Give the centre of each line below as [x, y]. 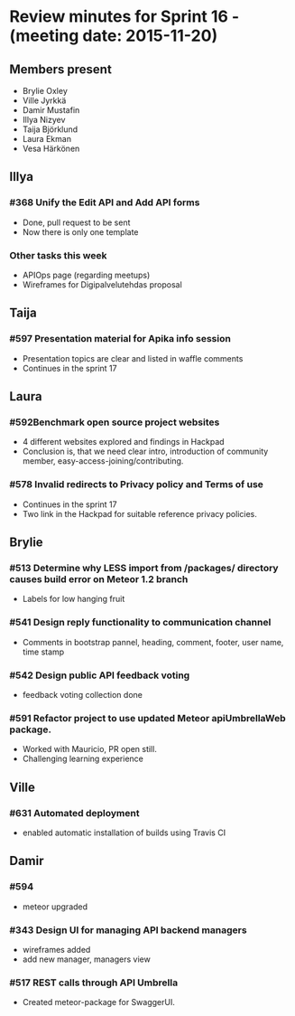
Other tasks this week [58, 255]
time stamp [43, 652]
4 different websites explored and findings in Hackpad [123, 442]
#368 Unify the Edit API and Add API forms [105, 202]
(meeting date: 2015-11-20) [114, 36]
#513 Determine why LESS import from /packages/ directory [144, 568]
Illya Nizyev [44, 120]
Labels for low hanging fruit [74, 599]
